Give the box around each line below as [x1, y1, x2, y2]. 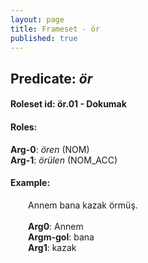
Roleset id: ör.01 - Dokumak [10, 98, 127, 110]
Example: [10, 177, 51, 189]
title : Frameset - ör [10, 24, 101, 34]
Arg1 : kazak [28, 241, 77, 253]
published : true [10, 33, 78, 43]
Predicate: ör [10, 70, 93, 87]
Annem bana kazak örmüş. [28, 199, 138, 211]
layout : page [10, 14, 65, 25]
